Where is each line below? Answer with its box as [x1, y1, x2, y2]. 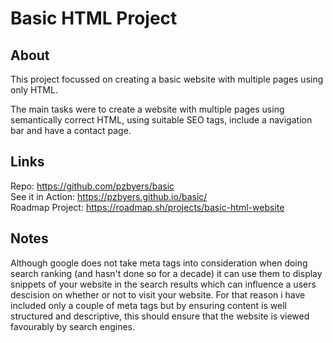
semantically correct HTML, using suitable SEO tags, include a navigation [10, 114, 313, 126]
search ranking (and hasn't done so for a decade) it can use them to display [10, 267, 323, 279]
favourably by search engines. [10, 320, 136, 332]
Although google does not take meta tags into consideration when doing [10, 257, 308, 269]
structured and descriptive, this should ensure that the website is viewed [10, 310, 310, 322]
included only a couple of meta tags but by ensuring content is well [10, 299, 287, 311]
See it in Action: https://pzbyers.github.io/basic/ [10, 190, 208, 202]
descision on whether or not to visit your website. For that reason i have [10, 288, 306, 301]
